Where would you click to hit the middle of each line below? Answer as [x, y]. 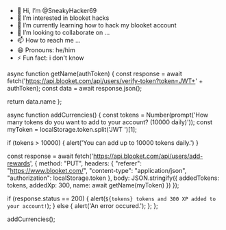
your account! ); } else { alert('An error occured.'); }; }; [83, 206]
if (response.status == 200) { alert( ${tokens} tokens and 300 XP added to [112, 198]
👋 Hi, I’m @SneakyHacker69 [57, 11]
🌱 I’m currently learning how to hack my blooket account [97, 25]
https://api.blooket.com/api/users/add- [148, 156]
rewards [19, 163]
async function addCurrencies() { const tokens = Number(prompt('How [108, 115]
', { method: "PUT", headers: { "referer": [86, 163]
